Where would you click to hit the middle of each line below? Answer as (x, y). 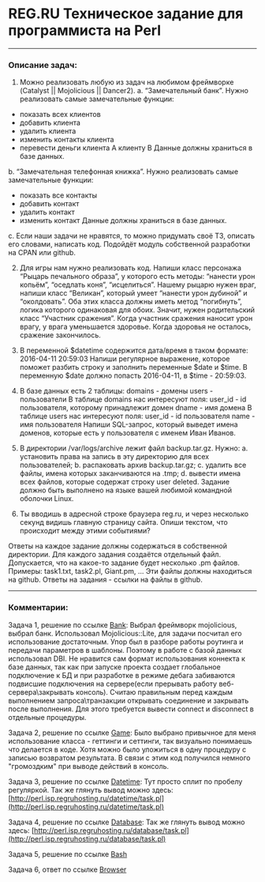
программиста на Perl (85, 30)
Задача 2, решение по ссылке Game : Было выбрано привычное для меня (132, 733)
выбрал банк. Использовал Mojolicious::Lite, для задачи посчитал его (125, 633)
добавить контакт (49, 204)
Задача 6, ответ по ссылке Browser (67, 869)
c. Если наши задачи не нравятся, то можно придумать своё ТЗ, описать (131, 236)
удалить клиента (48, 131)
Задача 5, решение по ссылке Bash (68, 854)
